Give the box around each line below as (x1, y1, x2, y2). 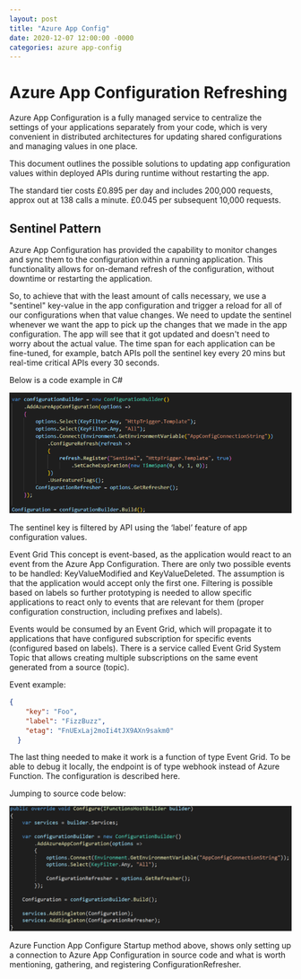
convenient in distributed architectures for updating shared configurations (9, 131, 282, 143)
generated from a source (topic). (9, 662, 130, 673)
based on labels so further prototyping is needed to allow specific (9, 588, 253, 599)
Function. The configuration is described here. (9, 771, 181, 782)
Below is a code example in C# (9, 375, 124, 385)
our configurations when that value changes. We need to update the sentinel (9, 310, 292, 320)
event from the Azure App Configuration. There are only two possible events (9, 559, 291, 570)
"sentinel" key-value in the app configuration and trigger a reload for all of (9, 301, 282, 310)
